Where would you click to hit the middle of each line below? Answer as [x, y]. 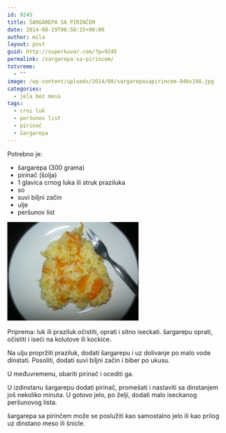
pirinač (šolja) [37, 174]
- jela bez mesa [37, 96]
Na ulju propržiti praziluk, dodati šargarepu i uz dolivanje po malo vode [109, 352]
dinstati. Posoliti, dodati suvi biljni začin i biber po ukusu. [89, 360]
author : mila [26, 37]
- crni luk [29, 111]
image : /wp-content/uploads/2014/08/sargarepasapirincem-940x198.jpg [111, 81]
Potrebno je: [25, 153]
